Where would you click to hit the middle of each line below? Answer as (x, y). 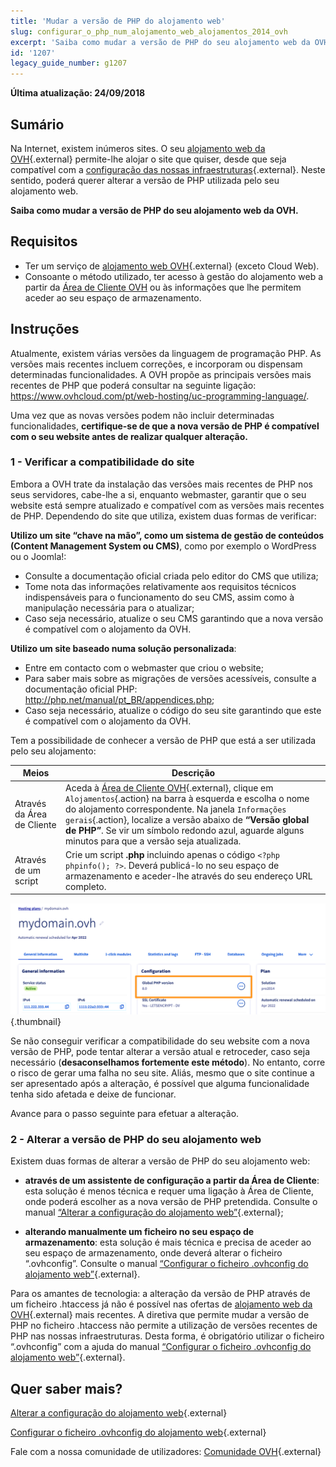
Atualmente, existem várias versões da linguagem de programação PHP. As (166, 353)
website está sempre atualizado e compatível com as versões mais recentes (167, 505)
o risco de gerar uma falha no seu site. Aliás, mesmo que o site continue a (162, 1073)
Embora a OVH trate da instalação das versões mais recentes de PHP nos (161, 484)
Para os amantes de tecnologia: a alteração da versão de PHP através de (160, 1294)
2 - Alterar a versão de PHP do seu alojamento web (136, 1139)
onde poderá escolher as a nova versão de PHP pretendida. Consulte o (171, 1202)
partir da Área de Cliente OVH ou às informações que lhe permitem (163, 287)
